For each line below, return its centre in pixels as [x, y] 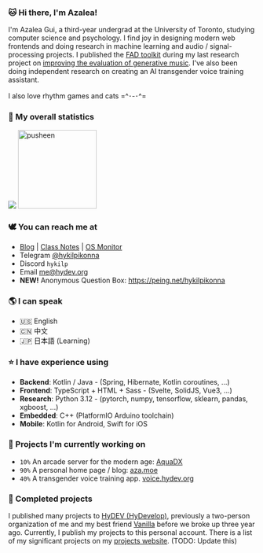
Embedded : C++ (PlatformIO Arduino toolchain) [97, 415]
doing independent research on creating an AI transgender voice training [126, 72]
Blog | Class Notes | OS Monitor [71, 246]
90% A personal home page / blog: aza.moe [89, 470]
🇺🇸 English [38, 321]
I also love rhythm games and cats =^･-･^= [77, 96]
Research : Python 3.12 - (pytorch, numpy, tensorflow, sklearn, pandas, [134, 399]
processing [26, 55]
